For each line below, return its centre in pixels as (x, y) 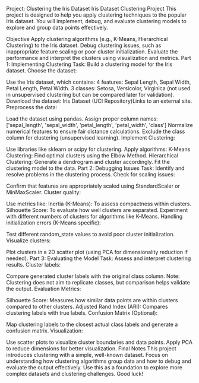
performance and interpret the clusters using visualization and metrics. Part (99, 58)
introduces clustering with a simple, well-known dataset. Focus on (87, 355)
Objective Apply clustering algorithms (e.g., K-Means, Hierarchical (87, 39)
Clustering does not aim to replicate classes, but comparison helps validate (98, 282)
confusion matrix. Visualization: (45, 331)
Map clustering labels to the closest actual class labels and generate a (92, 324)
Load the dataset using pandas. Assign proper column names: (82, 119)
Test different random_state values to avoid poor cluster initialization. (91, 234)
